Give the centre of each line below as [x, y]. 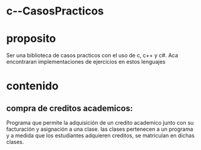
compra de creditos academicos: [70, 108]
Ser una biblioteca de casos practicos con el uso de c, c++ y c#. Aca [92, 55]
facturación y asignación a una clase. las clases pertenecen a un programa [100, 129]
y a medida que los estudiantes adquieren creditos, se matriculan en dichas [100, 136]
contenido [32, 86]
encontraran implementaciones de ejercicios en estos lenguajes [86, 62]
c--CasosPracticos [55, 11]
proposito [31, 39]
